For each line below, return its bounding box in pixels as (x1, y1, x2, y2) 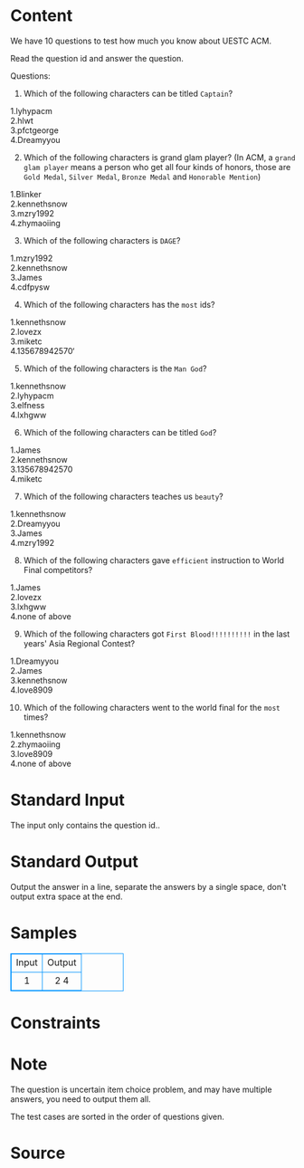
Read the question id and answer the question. (10, 53, 185, 63)
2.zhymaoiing (10, 739, 62, 750)
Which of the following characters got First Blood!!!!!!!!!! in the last (23, 628, 290, 639)
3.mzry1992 (10, 207, 55, 218)
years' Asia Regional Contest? (23, 637, 136, 648)
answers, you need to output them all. (10, 1093, 152, 1105)
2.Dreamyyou (10, 518, 62, 529)
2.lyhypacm (10, 390, 54, 401)
